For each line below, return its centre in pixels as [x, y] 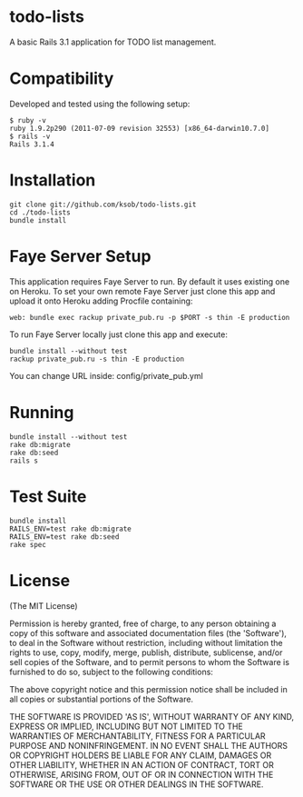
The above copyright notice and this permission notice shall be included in [148, 689]
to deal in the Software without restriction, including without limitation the [146, 643]
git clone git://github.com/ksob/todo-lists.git [103, 204]
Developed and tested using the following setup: [100, 104]
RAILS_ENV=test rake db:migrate [70, 529]
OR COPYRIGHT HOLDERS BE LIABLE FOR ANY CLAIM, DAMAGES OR [141, 755]
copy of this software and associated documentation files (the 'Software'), [148, 633]
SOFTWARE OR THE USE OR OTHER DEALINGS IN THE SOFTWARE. [137, 784]
